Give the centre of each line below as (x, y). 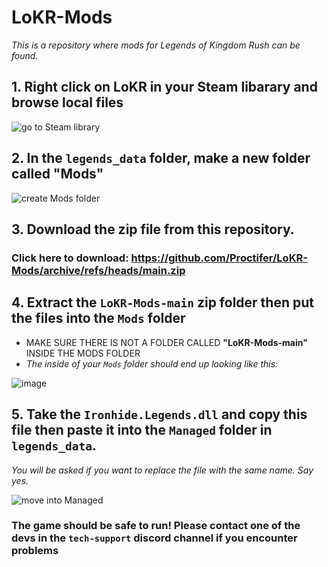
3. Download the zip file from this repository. (153, 229)
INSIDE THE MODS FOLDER (83, 353)
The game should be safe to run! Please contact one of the (156, 526)
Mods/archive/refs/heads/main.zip (98, 270)
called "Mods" (57, 174)
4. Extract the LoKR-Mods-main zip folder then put (162, 302)
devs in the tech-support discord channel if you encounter (154, 538)
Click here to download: (70, 258)
